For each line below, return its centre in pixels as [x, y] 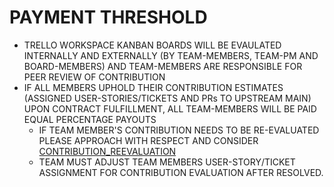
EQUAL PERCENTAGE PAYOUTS [90, 119]
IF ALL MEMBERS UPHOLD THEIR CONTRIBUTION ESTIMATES [153, 87]
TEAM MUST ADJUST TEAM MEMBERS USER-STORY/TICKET [167, 162]
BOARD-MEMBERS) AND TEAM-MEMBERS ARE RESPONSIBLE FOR [163, 66]
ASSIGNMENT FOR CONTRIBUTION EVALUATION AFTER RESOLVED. [181, 172]
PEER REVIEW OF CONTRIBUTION [94, 77]
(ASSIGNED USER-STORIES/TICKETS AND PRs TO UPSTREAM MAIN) [167, 98]
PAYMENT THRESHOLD [108, 17]
